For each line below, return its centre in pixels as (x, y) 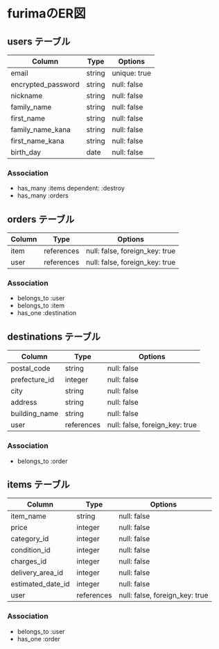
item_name (28, 516)
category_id (30, 539)
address (24, 402)
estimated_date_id (41, 584)
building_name (35, 414)
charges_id (29, 561)
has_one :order (38, 639)
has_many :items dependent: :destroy (71, 189)
